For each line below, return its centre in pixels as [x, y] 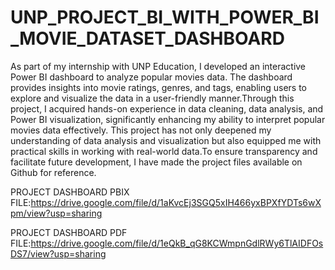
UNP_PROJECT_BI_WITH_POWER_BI [165, 17]
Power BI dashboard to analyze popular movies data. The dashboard [151, 77]
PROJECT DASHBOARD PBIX [70, 192]
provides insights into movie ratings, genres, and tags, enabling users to [159, 87]
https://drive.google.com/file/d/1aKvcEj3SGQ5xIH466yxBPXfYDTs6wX [176, 202]
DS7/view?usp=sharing [58, 253]
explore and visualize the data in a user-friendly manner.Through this [152, 98]
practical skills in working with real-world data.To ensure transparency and [164, 151]
